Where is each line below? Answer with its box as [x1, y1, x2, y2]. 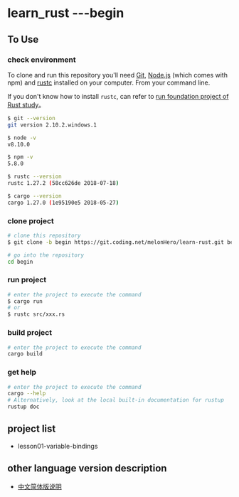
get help [7, 368, 37, 378]
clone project [7, 215, 55, 225]
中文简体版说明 [17, 482, 62, 491]
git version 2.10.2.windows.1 [7, 121, 97, 129]
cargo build [7, 351, 43, 358]
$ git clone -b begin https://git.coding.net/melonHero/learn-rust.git [7, 238, 224, 246]
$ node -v [7, 134, 37, 141]
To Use [7, 33, 39, 46]
